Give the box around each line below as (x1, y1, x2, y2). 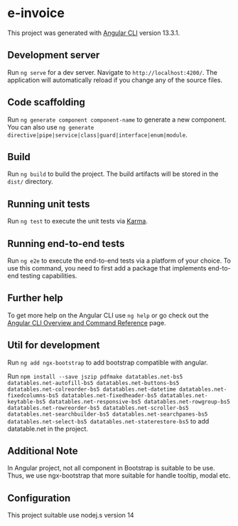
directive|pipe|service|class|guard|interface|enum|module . (7, 130, 188, 139)
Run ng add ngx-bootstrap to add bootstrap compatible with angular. (7, 358, 208, 367)
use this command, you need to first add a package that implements (7, 264, 207, 272)
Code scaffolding (7, 96, 85, 108)
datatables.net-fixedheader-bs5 (61, 391, 158, 399)
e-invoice (7, 5, 65, 21)
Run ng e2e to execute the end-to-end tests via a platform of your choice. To (7, 256, 232, 265)
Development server (7, 49, 100, 61)
